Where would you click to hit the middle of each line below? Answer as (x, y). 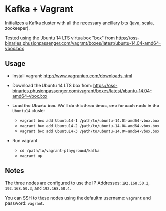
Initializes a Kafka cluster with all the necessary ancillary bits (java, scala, (80, 23)
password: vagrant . (25, 203)
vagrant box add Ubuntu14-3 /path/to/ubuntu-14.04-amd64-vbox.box (89, 131)
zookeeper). (18, 28)
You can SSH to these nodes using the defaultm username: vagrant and (78, 198)
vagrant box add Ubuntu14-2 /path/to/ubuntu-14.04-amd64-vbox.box (89, 126)
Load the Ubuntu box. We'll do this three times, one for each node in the (85, 105)
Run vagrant (25, 140)
